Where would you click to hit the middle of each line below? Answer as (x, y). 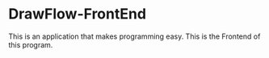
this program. (31, 44)
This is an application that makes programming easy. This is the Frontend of (134, 36)
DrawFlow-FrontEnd (78, 14)
